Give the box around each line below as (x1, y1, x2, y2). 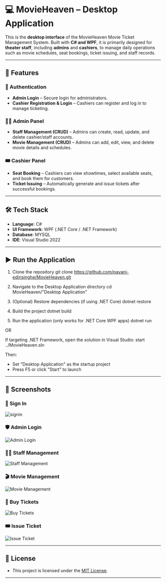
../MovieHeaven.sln (5, 342, 44, 348)
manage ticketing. (12, 105, 49, 111)
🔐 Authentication (5, 83, 47, 90)
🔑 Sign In (5, 400, 27, 407)
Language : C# (12, 221, 42, 227)
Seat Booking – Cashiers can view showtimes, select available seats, (12, 170, 153, 176)
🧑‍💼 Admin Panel (5, 117, 44, 124)
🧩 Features (5, 69, 39, 77)
